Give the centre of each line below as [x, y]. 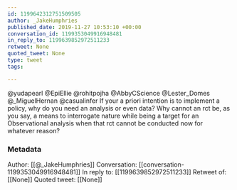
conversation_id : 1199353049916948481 [65, 34]
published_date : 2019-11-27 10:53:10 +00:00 [74, 27]
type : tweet [25, 60]
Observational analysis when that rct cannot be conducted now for [105, 123]
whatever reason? [34, 130]
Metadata [24, 149]
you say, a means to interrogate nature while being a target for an [103, 116]
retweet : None [28, 47]
